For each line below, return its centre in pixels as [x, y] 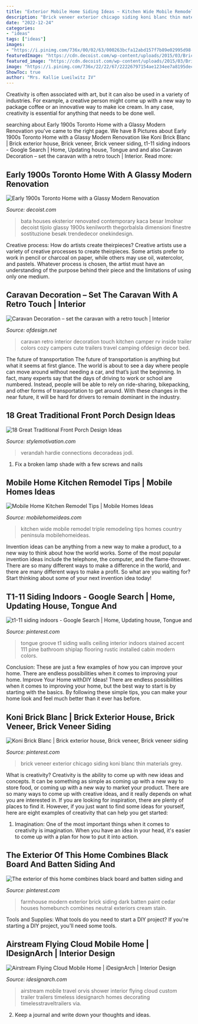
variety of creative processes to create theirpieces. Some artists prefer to [95, 251]
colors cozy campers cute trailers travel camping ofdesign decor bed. [105, 348]
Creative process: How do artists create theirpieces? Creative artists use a [96, 245]
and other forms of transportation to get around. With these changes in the [97, 390]
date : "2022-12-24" [30, 22]
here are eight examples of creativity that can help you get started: [87, 813]
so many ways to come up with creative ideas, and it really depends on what [99, 794]
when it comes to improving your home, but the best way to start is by [91, 686]
